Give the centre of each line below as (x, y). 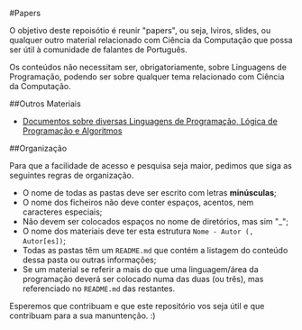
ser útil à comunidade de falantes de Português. (98, 50)
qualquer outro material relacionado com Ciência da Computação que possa (151, 40)
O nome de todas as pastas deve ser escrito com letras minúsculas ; (149, 192)
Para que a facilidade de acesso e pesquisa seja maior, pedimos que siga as (151, 165)
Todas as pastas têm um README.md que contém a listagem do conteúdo (155, 250)
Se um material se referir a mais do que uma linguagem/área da (140, 269)
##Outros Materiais (45, 104)
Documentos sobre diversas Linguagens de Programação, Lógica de (150, 121)
